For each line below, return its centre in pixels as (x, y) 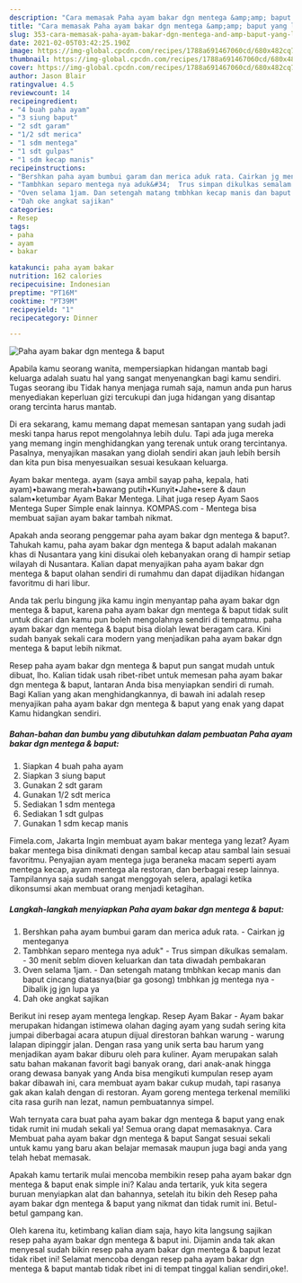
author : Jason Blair (48, 76)
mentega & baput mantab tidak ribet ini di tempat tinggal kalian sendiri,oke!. (149, 1269)
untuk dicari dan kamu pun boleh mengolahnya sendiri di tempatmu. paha (146, 620)
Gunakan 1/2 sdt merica (66, 795)
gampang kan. (57, 1213)
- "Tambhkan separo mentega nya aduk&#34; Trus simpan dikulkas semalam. (152, 185)
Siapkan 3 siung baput (64, 776)
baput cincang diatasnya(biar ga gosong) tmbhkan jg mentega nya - (148, 979)
